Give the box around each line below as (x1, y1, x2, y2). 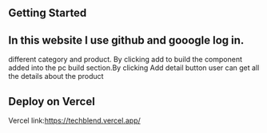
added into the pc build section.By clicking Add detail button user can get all (8, 63, 260, 72)
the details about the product (8, 72, 104, 81)
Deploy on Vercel (8, 95, 96, 108)
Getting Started (8, 6, 87, 20)
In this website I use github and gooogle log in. (8, 33, 245, 47)
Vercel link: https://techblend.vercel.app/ (8, 115, 141, 126)
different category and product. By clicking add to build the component (8, 55, 242, 65)
